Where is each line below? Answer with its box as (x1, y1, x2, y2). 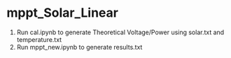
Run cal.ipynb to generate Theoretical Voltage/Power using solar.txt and (16, 28, 225, 36)
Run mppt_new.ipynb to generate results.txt (16, 43, 143, 51)
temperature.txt (16, 35, 62, 43)
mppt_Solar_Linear (6, 5, 118, 21)
